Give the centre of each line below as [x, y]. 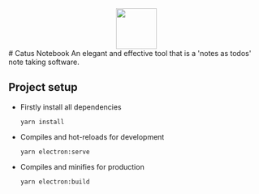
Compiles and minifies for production [82, 166]
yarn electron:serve [55, 152]
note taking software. [44, 62]
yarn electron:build [55, 182]
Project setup [43, 87]
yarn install [42, 122]
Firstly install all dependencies [71, 107]
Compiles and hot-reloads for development [92, 136]
